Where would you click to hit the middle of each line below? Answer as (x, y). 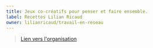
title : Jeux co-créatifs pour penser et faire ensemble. (77, 11)
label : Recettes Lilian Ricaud (44, 17)
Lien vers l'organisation (49, 39)
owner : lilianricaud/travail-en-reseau (55, 22)
